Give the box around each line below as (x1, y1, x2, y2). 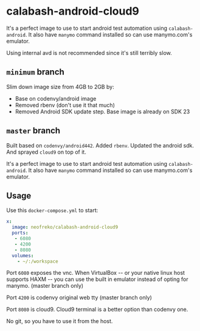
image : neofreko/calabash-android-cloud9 (12, 224, 119, 230)
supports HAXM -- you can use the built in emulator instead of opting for (6, 276, 188, 283)
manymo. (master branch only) (6, 282, 84, 290)
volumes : (12, 252, 34, 258)
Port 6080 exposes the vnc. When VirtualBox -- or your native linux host (6, 269, 185, 277)
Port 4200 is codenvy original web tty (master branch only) (6, 294, 152, 301)
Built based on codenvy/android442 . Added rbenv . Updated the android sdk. (6, 141, 195, 149)
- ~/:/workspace (17, 258, 59, 265)
